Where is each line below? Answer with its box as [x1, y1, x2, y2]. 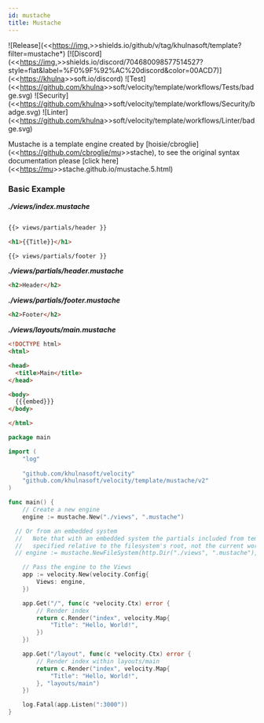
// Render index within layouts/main [36, 657, 159, 665]
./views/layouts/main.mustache [8, 325, 116, 335]
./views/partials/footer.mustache [8, 295, 120, 305]
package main [8, 434, 51, 442]
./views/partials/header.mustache [8, 266, 124, 276]
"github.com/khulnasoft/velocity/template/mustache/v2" [22, 477, 210, 485]
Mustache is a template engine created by [8, 139, 145, 149]
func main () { [8, 498, 55, 507]
